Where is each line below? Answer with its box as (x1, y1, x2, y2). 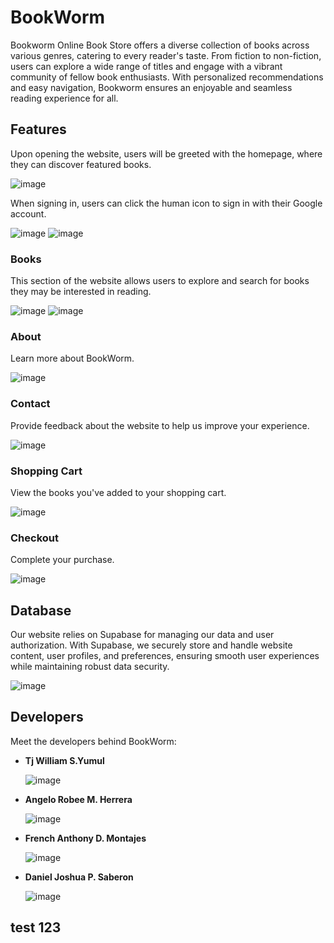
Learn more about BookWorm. (10, 352, 135, 365)
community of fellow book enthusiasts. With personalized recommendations (10, 71, 324, 83)
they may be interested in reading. (10, 286, 152, 298)
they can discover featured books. (10, 158, 152, 170)
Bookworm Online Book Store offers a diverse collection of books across (10, 39, 310, 51)
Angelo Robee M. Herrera (24, 793, 133, 805)
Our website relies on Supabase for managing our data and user (10, 629, 275, 641)
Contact (10, 397, 51, 411)
